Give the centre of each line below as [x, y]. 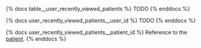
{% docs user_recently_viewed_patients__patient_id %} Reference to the [97, 32]
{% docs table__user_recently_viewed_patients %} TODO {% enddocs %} [98, 9]
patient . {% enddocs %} [36, 39]
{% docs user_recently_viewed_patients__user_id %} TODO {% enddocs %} [101, 20]
